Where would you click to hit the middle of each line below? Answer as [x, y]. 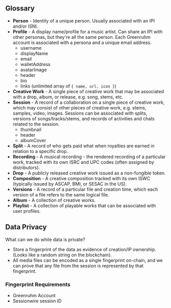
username [31, 48]
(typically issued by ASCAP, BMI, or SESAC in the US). [70, 184]
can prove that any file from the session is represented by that [78, 266]
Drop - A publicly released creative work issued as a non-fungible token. [89, 173]
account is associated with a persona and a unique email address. [82, 42]
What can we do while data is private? [45, 239]
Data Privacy [26, 227]
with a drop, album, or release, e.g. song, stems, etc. [68, 97]
